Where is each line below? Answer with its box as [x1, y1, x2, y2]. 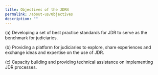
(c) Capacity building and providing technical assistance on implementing [5, 59, 153, 65]
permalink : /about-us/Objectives [5, 12, 73, 17]
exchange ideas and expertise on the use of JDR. [5, 50, 104, 55]
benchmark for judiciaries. [5, 35, 58, 41]
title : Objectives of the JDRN [5, 7, 69, 12]
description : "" [5, 16, 38, 21]
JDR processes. [5, 64, 37, 70]
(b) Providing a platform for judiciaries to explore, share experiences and [5, 45, 152, 50]
